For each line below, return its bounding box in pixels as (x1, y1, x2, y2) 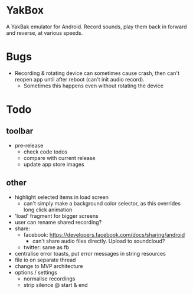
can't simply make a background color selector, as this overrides (23, 200, 181, 207)
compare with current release (23, 154, 96, 161)
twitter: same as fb (23, 243, 70, 251)
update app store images (23, 161, 84, 168)
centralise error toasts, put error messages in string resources (14, 250, 166, 257)
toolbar (6, 126, 34, 136)
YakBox (6, 4, 44, 17)
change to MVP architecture (14, 262, 84, 269)
